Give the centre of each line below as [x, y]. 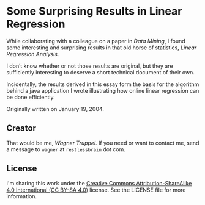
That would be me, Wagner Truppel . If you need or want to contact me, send [103, 143]
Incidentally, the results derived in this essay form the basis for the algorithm [103, 84]
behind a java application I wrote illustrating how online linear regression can [103, 90]
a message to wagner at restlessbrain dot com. [66, 149]
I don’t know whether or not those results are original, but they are [90, 66]
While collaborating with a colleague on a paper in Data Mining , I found [96, 41]
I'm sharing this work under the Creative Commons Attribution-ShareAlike [99, 183]
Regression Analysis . [33, 54]
